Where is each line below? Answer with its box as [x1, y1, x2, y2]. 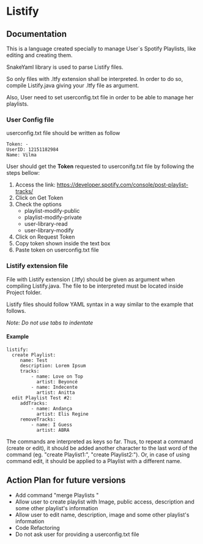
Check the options [15, 201, 62, 208]
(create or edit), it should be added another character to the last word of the [6, 444, 197, 451]
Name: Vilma [6, 152, 37, 158]
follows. [6, 307, 26, 314]
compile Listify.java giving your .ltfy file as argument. [6, 82, 139, 89]
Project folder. [6, 288, 42, 296]
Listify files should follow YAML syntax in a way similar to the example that [6, 301, 194, 308]
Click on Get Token [15, 194, 64, 202]
